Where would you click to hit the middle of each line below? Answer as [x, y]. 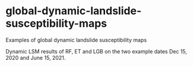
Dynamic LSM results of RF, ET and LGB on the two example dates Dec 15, [96, 51]
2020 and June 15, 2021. [36, 58]
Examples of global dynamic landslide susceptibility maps [76, 40]
